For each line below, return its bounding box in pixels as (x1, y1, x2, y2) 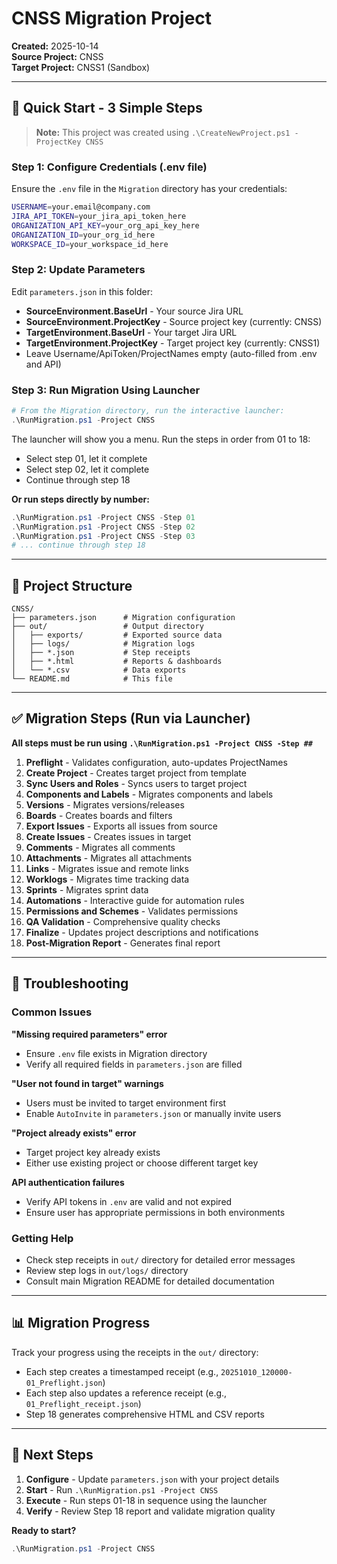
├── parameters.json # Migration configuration (11, 613, 236, 623)
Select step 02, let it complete (25, 463, 150, 475)
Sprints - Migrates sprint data (25, 883, 149, 896)
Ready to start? (11, 1524, 77, 1536)
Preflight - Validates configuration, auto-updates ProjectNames (25, 756, 288, 768)
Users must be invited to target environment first (25, 1097, 227, 1109)
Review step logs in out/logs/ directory (25, 1264, 189, 1276)
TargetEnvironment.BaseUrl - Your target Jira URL (25, 326, 238, 338)
